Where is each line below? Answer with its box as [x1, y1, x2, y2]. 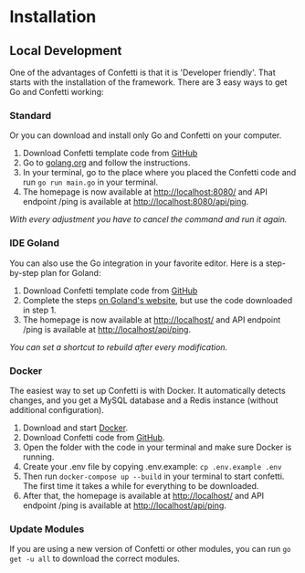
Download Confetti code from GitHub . [22, 431, 165, 442]
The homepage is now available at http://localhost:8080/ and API [22, 186, 268, 197]
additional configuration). [9, 404, 105, 415]
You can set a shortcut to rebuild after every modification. [9, 341, 228, 353]
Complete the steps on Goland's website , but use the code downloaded [22, 294, 293, 305]
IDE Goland [9, 237, 59, 249]
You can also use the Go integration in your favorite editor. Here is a [9, 258, 264, 269]
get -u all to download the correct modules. [9, 553, 181, 564]
